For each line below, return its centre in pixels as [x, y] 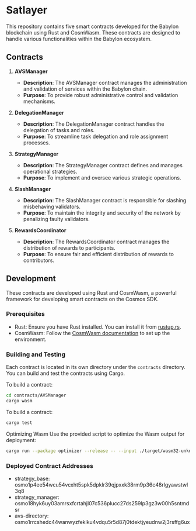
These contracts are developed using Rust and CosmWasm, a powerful [91, 292]
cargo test [19, 423]
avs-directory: [32, 516]
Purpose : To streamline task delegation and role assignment [96, 136]
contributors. [39, 260]
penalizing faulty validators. [56, 219]
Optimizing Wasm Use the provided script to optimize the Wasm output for [95, 434]
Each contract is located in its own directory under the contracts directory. [96, 367]
